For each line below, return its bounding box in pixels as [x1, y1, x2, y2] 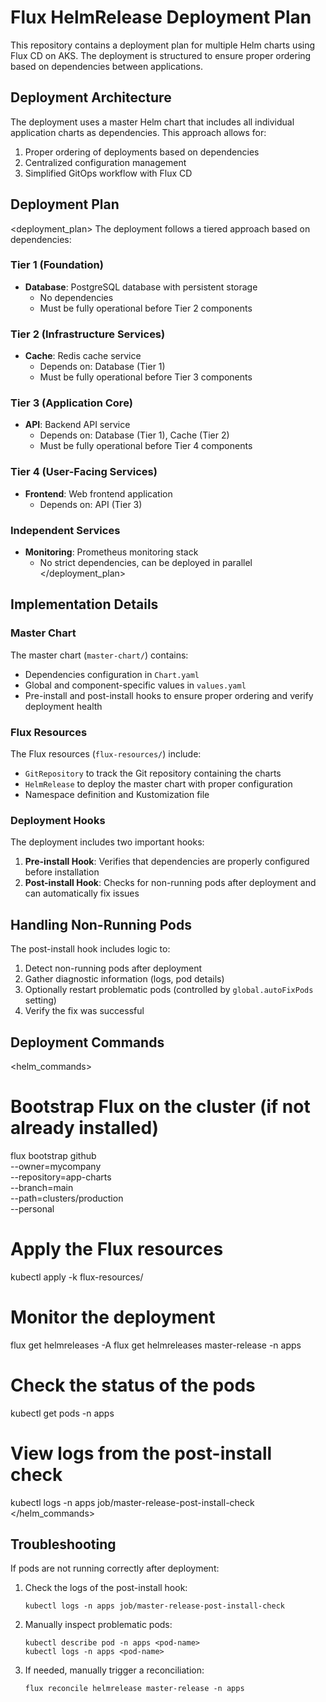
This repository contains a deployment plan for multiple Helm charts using [10, 39, 316, 51]
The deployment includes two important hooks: [10, 836, 205, 848]
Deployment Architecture [10, 89, 172, 106]
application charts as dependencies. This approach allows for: [10, 126, 267, 138]
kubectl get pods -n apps [10, 1407, 115, 1419]
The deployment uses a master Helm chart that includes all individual [10, 116, 295, 128]
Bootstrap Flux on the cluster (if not [10, 1096, 311, 1118]
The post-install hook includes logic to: [10, 943, 171, 955]
